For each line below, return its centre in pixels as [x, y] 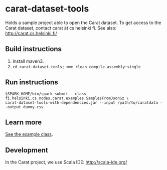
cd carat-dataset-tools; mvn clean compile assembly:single [76, 67]
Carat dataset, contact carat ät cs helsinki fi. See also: [61, 28]
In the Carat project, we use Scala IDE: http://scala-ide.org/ [66, 162]
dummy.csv [33, 107]
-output [13, 107]
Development [27, 150]
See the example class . [29, 134]
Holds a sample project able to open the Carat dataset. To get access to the [83, 23]
